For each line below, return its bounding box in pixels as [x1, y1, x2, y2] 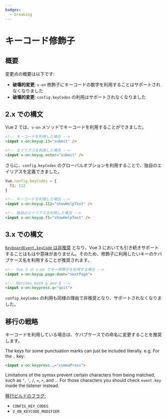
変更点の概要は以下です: [5, 71, 55, 77]
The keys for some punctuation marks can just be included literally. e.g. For [5, 348, 160, 354]
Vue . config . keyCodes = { [5, 178, 57, 183]
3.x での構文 [5, 230, 43, 239]
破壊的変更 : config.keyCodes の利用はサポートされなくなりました [12, 94, 146, 100]
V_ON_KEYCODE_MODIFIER [12, 409, 60, 414]
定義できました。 [26, 168, 62, 174]
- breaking [9, 12, 32, 17]
